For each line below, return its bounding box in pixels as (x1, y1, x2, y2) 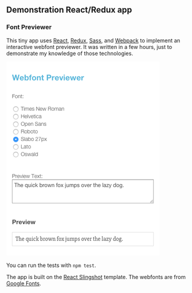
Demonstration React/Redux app (6, 5, 132, 15)
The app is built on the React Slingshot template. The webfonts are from (6, 273, 186, 280)
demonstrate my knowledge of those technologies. (6, 50, 133, 57)
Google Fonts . (6, 280, 41, 287)
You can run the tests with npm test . (6, 262, 96, 269)
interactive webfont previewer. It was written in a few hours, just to (6, 43, 173, 50)
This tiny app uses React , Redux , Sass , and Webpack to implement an (6, 36, 180, 44)
